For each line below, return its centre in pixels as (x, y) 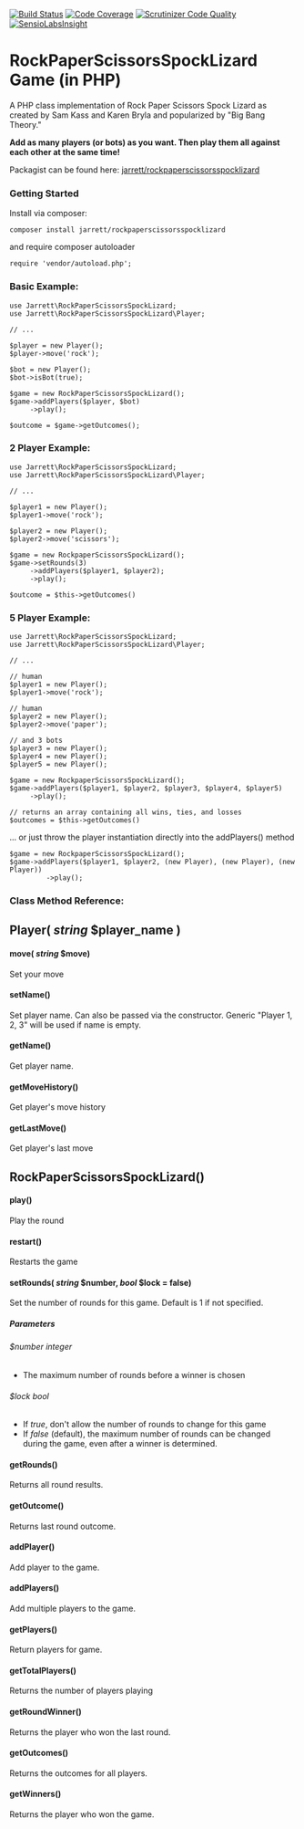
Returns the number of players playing (81, 1691)
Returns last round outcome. (63, 1526)
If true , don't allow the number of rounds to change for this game (144, 1425)
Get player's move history (58, 1107)
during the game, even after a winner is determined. (120, 1444)
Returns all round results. (56, 1485)
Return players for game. (56, 1650)
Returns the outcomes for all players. (79, 1773)
